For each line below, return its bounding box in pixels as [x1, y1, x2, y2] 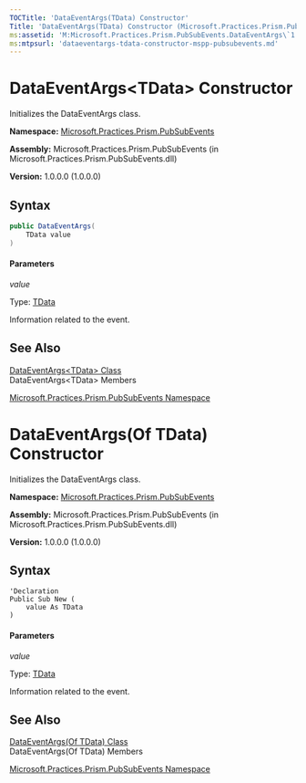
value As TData [25, 603, 84, 612]
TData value [25, 230, 71, 239]
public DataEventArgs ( [9, 222, 96, 231]
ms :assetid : [9, 30, 55, 39]
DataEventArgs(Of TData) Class [9, 736, 128, 747]
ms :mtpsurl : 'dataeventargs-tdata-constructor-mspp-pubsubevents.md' [9, 38, 280, 48]
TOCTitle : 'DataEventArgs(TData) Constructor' [9, 13, 189, 23]
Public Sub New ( [9, 595, 76, 604]
